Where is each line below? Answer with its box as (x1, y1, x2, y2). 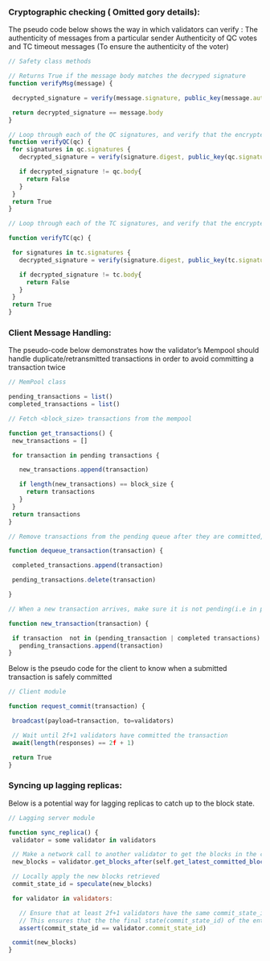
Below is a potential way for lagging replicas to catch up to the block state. (8, 798, 256, 808)
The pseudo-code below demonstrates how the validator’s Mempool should (8, 346, 260, 355)
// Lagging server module (8, 814, 95, 822)
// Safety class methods (8, 57, 92, 66)
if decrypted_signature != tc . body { (18, 271, 142, 279)
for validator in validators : (11, 894, 113, 902)
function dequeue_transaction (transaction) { (8, 547, 163, 555)
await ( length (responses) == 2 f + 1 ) (11, 739, 135, 747)
